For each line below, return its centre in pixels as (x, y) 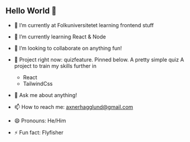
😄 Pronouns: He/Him (40, 120)
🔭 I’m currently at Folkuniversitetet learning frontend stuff (84, 25)
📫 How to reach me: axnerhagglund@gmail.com (74, 106)
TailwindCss (38, 83)
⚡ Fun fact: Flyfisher (38, 132)
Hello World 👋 (31, 11)
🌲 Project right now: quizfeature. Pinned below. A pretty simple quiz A (99, 59)
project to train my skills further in (55, 66)
